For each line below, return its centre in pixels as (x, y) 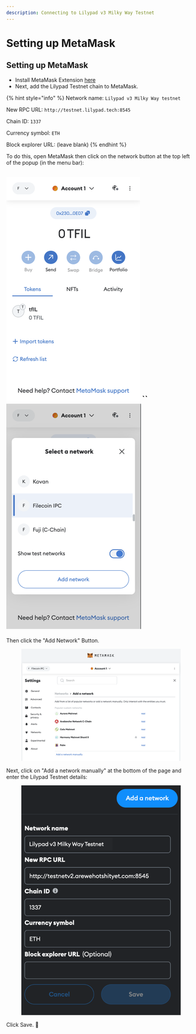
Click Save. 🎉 (23, 1025)
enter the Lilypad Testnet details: (47, 777)
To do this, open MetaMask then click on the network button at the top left (98, 156)
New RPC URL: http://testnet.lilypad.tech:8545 (69, 109)
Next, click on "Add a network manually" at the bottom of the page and (94, 771)
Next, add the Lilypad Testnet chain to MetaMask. (76, 86)
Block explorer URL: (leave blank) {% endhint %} (66, 144)
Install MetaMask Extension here (55, 80)
